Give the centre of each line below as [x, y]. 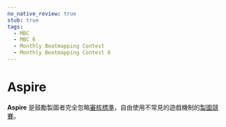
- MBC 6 [25, 40]
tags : [15, 27]
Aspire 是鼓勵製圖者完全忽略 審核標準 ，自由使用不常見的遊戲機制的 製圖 [110, 107]
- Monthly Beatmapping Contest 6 [62, 53]
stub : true [23, 20]
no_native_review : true [42, 14]
